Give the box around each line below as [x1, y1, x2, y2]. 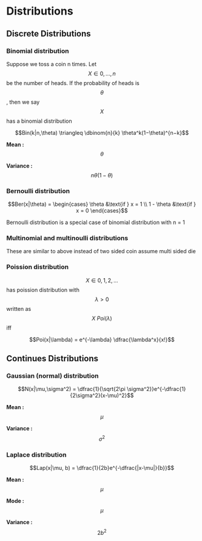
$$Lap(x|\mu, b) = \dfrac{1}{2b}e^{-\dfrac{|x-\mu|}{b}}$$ [29, 464, 175, 472]
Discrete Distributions [6, 29, 91, 39]
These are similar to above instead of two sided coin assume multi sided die [6, 248, 196, 255]
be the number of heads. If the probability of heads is [6, 79, 140, 86]
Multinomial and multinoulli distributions [6, 234, 129, 242]
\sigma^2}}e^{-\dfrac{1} [126, 386, 186, 393]
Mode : [6, 497, 24, 505]
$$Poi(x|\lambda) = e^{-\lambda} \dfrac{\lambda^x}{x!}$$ [29, 336, 175, 343]
